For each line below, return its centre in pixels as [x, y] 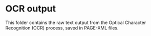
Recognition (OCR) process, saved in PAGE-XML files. [62, 27]
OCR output [31, 9]
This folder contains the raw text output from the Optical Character [76, 22]
